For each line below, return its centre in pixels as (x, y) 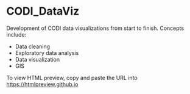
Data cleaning (33, 46)
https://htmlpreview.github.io (42, 84)
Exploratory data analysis (47, 52)
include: (16, 34)
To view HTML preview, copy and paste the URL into (72, 78)
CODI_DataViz (43, 11)
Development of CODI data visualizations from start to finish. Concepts (95, 28)
